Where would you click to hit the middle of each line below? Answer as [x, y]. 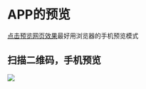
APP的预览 [39, 15]
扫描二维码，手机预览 [54, 60]
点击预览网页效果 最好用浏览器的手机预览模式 [73, 36]
